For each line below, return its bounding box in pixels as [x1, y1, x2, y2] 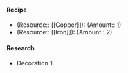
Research [6, 43, 35, 52]
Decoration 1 [16, 59, 53, 67]
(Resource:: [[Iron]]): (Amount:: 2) [16, 28, 113, 36]
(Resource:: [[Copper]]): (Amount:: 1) [16, 21, 122, 29]
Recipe [6, 6, 27, 14]
